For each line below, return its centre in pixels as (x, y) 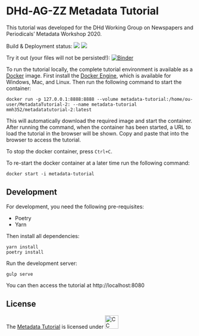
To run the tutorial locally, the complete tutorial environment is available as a (99, 69)
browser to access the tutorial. (44, 140)
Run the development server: (42, 263)
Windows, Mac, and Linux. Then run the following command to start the (94, 82)
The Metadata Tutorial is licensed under (55, 326)
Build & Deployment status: (39, 46)
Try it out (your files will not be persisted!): (58, 57)
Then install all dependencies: (43, 236)
